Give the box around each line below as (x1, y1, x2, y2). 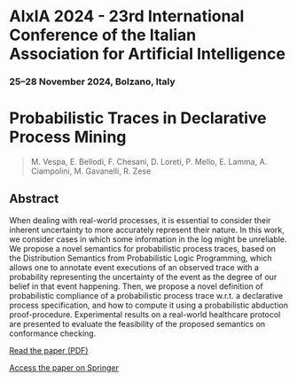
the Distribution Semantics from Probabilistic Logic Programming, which (9, 253, 272, 263)
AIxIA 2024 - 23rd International (9, 6, 245, 27)
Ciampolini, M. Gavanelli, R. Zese (30, 166, 152, 176)
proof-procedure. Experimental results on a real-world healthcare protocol (9, 308, 281, 320)
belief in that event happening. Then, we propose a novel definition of (9, 281, 263, 292)
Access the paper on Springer (9, 362, 120, 373)
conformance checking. (9, 328, 97, 339)
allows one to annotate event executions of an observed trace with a (9, 261, 260, 272)
